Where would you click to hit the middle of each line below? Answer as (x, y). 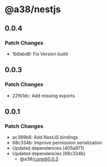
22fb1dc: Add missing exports (43, 96)
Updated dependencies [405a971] (48, 148)
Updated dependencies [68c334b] (49, 154)
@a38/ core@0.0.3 (39, 159)
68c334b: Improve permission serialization (57, 143)
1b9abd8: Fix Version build (40, 54)
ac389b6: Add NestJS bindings (45, 137)
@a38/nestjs (33, 9)
